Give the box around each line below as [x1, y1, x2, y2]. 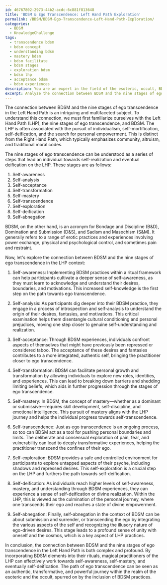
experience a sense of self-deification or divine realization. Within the [12, 491, 155, 497]
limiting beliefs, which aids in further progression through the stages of [12, 383, 158, 389]
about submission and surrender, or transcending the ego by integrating [12, 517, 160, 523]
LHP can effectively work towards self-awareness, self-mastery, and [5, 558, 146, 564]
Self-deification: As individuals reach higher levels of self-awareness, [12, 480, 155, 487]
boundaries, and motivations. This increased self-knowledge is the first [12, 286, 158, 292]
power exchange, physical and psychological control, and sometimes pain [5, 240, 157, 246]
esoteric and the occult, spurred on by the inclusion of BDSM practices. [5, 574, 152, 580]
